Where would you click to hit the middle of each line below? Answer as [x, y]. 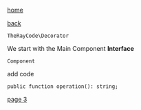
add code [21, 74]
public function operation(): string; [63, 87]
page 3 [17, 99]
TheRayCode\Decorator [38, 36]
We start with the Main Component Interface [70, 48]
